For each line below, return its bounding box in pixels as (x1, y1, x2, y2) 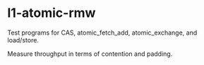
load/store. (7, 35, 39, 44)
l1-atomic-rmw (7, 5, 96, 21)
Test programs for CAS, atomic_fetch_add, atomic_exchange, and (7, 28, 198, 37)
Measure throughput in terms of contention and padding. (7, 49, 173, 58)
